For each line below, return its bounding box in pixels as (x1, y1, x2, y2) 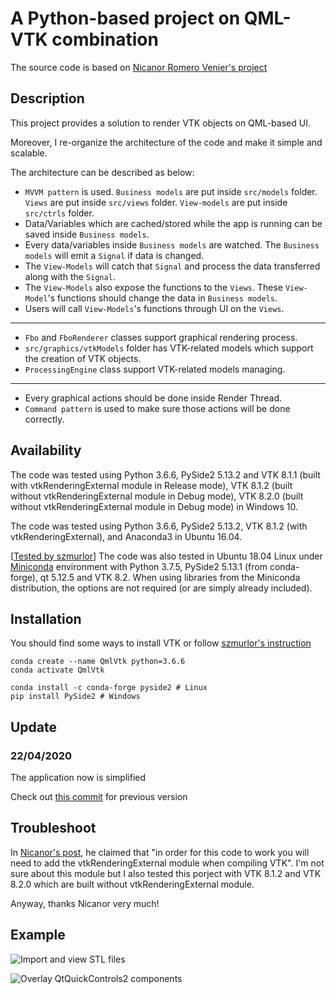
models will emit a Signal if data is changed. (24, 249, 205, 261)
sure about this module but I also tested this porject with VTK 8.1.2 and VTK (10, 867, 322, 879)
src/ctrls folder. (24, 207, 95, 219)
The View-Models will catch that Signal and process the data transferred (24, 260, 321, 272)
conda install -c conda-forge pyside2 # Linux (10, 683, 208, 693)
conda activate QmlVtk (10, 665, 105, 676)
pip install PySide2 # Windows (10, 692, 141, 702)
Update (10, 718, 58, 736)
